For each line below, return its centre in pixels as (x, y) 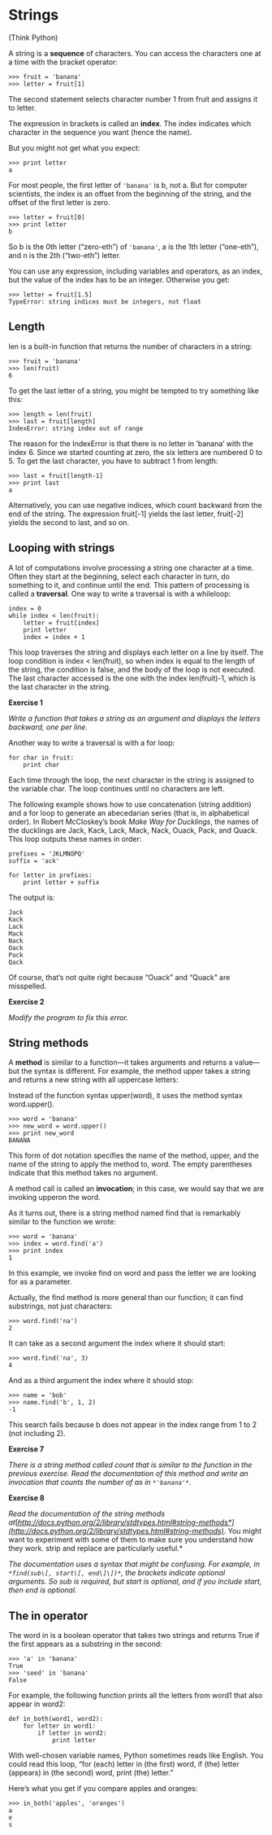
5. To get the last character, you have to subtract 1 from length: (113, 461)
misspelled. (28, 986)
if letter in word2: (72, 1733)
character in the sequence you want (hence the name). (100, 132)
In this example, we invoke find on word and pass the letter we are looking (132, 1273)
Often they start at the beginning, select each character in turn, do (119, 576)
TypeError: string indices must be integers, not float (105, 302)
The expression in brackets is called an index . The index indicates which (130, 123)
